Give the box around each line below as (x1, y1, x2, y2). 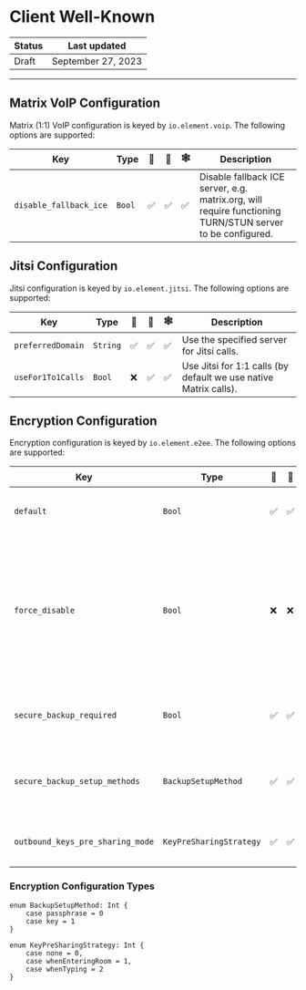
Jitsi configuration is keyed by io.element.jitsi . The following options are (9, 283, 290, 294)
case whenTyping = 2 (25, 964, 104, 974)
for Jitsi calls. (181, 345, 239, 357)
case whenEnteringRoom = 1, (25, 956, 132, 965)
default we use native (181, 371, 274, 384)
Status (14, 39, 44, 52)
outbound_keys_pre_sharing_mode (14, 837, 155, 847)
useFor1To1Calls (14, 372, 85, 382)
